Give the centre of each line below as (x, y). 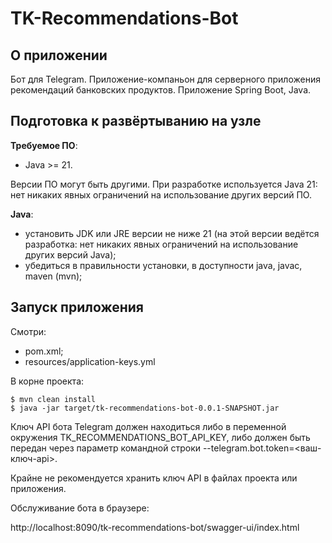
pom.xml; (44, 351)
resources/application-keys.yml (90, 361)
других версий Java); (70, 254)
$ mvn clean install (53, 399)
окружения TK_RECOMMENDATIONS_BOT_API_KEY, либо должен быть (160, 437)
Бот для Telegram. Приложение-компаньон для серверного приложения (165, 79)
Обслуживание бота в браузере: (80, 508)
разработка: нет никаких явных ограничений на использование (161, 244)
